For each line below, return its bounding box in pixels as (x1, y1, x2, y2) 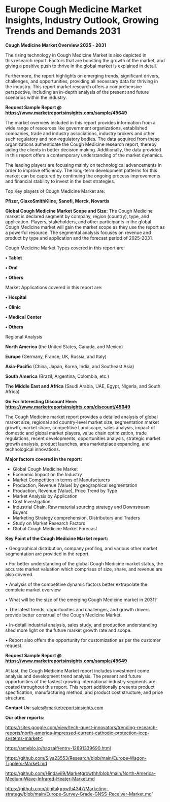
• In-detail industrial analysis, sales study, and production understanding (5, 622, 157, 628)
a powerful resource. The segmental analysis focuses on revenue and (5, 229, 151, 236)
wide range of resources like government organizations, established (5, 125, 148, 131)
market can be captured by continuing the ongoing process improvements (5, 172, 161, 179)
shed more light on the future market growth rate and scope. (5, 627, 132, 633)
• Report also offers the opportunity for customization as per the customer (5, 637, 161, 643)
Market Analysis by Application (12, 493, 78, 499)
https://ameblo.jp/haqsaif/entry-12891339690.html (5, 745, 111, 751)
